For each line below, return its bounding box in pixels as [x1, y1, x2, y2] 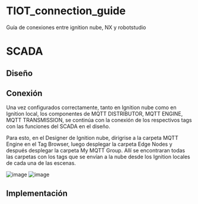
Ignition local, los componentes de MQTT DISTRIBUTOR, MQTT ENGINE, [6, 110, 183, 117]
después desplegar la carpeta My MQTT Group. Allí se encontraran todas [6, 147, 186, 154]
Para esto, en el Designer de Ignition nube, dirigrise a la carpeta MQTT [6, 135, 179, 142]
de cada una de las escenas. [6, 160, 76, 167]
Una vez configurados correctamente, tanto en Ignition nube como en [6, 104, 177, 111]
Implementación [6, 188, 68, 198]
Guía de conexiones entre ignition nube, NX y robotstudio [6, 24, 146, 31]
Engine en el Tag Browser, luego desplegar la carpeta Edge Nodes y [6, 141, 173, 148]
